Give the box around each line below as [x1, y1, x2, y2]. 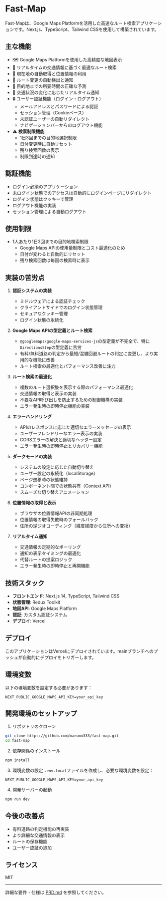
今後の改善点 [5, 812, 45, 820]
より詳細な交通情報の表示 [12, 832, 65, 838]
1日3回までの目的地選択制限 [19, 134, 77, 140]
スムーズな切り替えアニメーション [19, 489, 89, 495]
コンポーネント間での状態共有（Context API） [19, 483, 114, 489]
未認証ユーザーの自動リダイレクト [19, 116, 90, 122]
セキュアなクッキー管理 [19, 310, 68, 317]
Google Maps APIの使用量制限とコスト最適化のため [19, 245, 125, 251]
